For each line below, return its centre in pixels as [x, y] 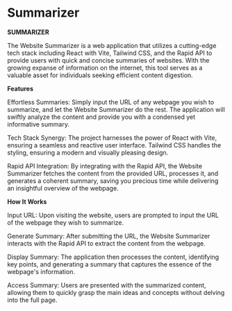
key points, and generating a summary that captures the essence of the [109, 264]
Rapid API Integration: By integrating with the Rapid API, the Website [105, 166]
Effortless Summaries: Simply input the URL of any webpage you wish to [111, 102]
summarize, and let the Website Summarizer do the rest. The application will [116, 109]
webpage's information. [41, 271]
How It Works [27, 201]
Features [20, 88]
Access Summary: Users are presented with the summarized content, [107, 285]
